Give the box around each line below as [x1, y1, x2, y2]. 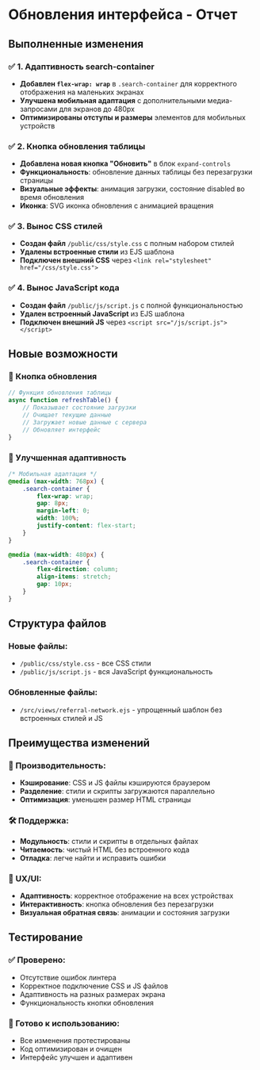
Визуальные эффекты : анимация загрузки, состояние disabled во [19, 184, 246, 194]
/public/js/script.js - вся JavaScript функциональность [19, 667, 213, 677]
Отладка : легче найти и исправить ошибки [19, 853, 166, 862]
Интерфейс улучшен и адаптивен [19, 1053, 133, 1062]
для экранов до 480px [59, 104, 135, 113]
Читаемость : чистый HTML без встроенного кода [19, 845, 190, 854]
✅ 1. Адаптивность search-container [8, 61, 155, 72]
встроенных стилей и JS [19, 713, 103, 723]
